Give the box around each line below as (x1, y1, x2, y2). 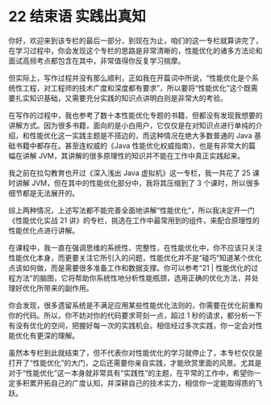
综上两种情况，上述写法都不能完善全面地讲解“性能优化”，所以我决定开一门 (8, 205, 256, 215)
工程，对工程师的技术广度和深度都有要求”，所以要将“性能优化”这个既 (22, 82, 252, 93)
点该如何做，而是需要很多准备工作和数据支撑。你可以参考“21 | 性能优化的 (8, 263, 252, 272)
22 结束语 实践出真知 (8, 7, 147, 26)
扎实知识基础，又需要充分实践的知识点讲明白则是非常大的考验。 (15, 93, 227, 103)
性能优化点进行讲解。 (8, 226, 79, 235)
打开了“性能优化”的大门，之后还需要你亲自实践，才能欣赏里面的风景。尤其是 (8, 357, 262, 368)
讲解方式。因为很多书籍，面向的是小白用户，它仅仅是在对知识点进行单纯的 (8, 120, 256, 130)
